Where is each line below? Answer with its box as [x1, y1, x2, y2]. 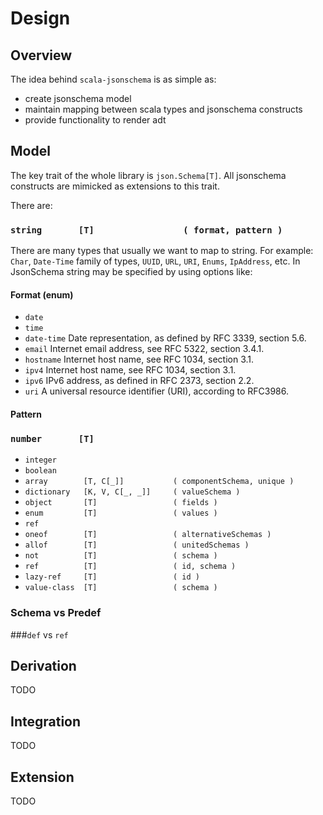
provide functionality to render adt [24, 114, 167, 126]
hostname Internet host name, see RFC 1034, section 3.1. [24, 353, 255, 366]
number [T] [10, 433, 95, 444]
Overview [10, 47, 73, 64]
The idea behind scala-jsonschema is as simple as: [10, 73, 217, 85]
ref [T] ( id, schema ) [24, 562, 237, 572]
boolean [24, 466, 57, 476]
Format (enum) [10, 288, 74, 301]
